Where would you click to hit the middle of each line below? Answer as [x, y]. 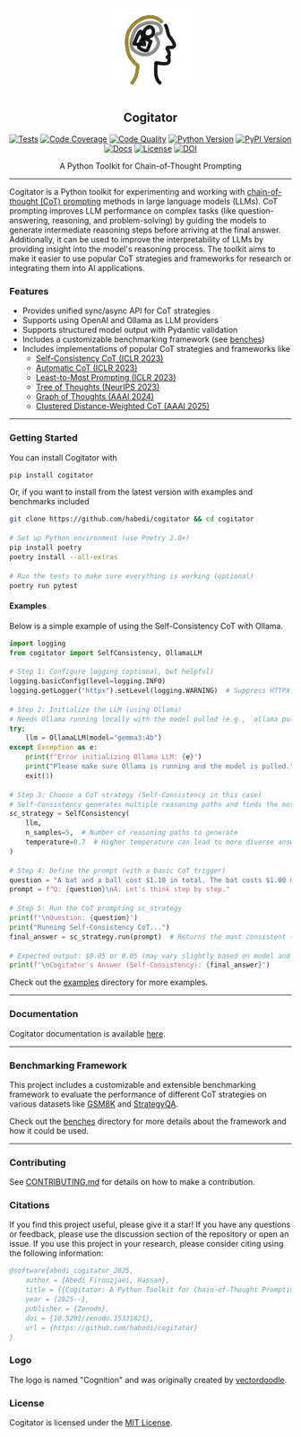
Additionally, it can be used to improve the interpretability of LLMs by [137, 239]
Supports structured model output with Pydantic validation [130, 330]
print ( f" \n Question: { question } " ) [74, 918]
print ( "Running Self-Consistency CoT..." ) [90, 927]
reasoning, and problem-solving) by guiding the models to [159, 220]
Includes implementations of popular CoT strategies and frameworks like [156, 349]
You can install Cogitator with [64, 457]
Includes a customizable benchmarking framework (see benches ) [143, 339]
